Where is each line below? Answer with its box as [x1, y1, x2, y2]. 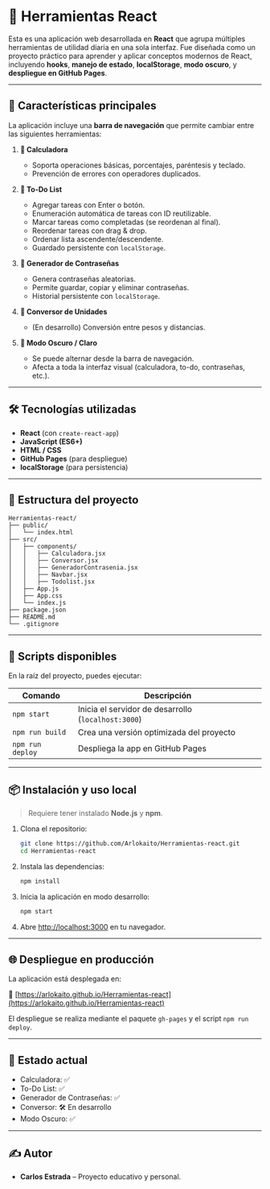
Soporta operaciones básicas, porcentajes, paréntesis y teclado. [31, 160, 246, 170]
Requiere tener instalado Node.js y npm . [27, 809, 163, 818]
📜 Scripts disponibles [8, 649, 117, 663]
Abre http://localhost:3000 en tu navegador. [19, 922, 166, 931]
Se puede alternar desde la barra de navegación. [31, 354, 194, 363]
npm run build [12, 728, 67, 737]
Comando [22, 690, 60, 702]
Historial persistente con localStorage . [31, 291, 161, 300]
